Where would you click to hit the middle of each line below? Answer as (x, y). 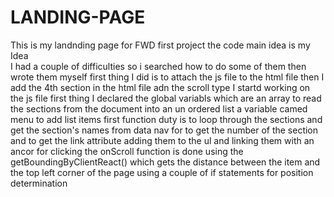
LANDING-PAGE (78, 17)
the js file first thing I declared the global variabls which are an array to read (166, 98)
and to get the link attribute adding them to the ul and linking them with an (162, 140)
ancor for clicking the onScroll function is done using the (127, 151)
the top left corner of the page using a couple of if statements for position (162, 172)
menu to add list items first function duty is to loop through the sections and (166, 119)
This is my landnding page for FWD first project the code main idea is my (160, 45)
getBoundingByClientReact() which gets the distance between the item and (165, 162)
